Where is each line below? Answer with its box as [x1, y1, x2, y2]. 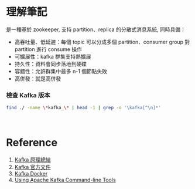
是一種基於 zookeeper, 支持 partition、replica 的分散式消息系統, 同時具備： [6, 26, 186, 33]
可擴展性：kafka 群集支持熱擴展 [14, 53, 92, 60]
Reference [6, 136, 57, 150]
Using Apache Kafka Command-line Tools [14, 177, 116, 184]
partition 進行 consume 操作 [14, 45, 83, 53]
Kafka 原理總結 [14, 156, 51, 163]
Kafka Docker [14, 170, 48, 177]
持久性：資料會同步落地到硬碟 [14, 60, 87, 67]
